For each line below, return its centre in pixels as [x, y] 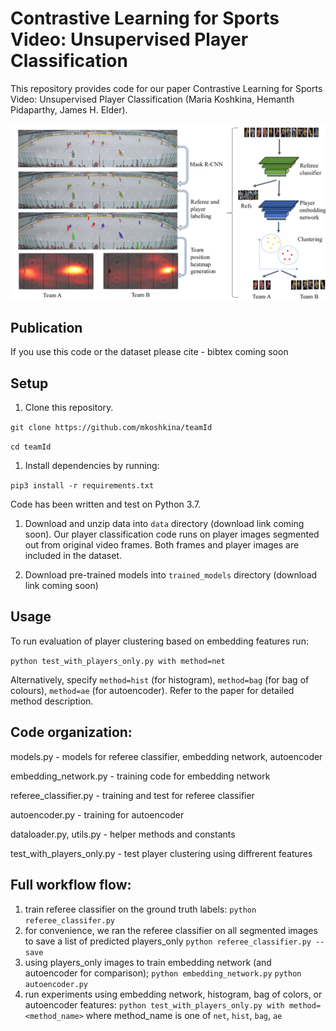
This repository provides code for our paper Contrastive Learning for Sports [166, 88]
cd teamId [31, 447]
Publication [46, 327]
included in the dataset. [73, 556]
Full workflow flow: [71, 885]
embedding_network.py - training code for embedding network [140, 776]
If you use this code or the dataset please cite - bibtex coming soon [149, 352]
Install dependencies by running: [92, 466]
